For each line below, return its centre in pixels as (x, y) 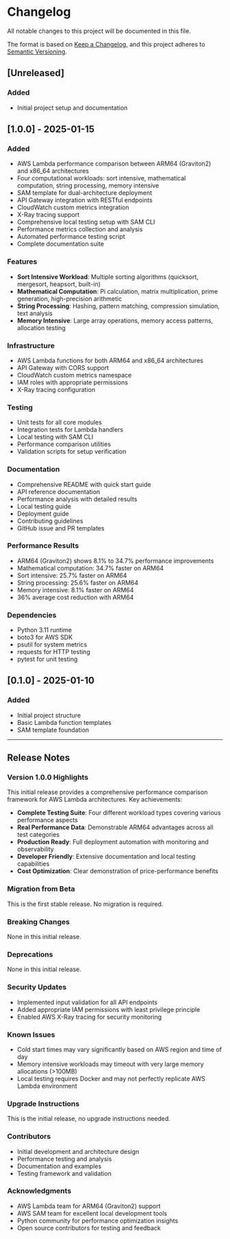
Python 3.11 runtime (44, 630)
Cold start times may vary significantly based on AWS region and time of (119, 1049)
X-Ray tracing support (48, 215)
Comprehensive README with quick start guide (84, 484)
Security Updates (37, 987)
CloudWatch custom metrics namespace (74, 375)
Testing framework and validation (64, 1173)
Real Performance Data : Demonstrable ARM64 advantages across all (115, 827)
